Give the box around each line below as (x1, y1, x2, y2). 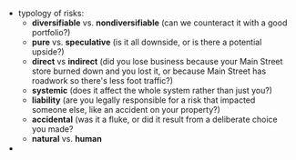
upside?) (31, 46, 66, 57)
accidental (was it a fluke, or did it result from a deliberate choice (31, 114, 278, 125)
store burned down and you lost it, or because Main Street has (31, 65, 267, 76)
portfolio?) (31, 27, 71, 37)
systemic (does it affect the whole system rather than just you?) (31, 85, 273, 95)
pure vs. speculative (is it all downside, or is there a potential (31, 36, 262, 47)
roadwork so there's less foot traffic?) (31, 75, 174, 85)
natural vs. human (31, 134, 102, 144)
